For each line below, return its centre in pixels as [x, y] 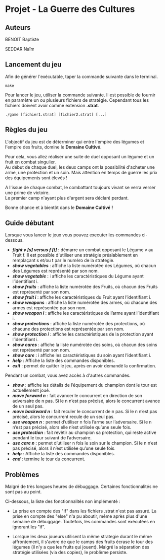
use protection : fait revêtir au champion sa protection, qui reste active [84, 432]
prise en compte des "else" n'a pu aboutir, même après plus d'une [80, 516]
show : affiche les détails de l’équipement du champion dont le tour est [84, 385]
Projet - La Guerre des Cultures [70, 9]
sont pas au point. [23, 492]
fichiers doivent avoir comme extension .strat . [52, 105]
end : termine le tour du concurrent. [49, 459]
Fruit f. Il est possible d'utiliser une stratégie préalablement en [75, 255]
